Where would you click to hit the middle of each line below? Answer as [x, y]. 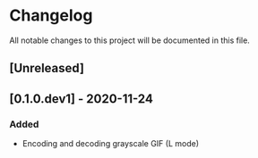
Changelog [51, 16]
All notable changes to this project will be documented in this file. [130, 40]
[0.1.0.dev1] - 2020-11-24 [82, 99]
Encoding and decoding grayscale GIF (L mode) [111, 144]
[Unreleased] [47, 68]
